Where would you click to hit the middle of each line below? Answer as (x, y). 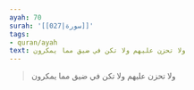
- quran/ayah (34, 42)
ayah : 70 (25, 17)
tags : (19, 34)
